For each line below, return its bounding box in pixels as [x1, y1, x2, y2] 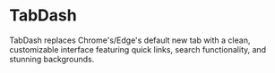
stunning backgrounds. [9, 53, 95, 64]
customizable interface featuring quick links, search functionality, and [9, 44, 267, 54]
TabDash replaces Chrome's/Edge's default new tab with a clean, [9, 35, 251, 45]
